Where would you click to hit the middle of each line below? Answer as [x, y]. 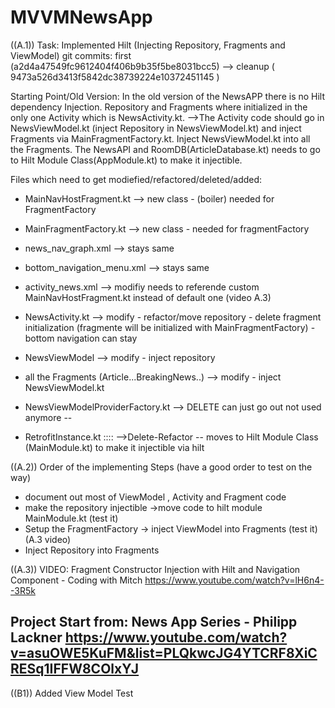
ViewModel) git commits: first [71, 55]
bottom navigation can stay [81, 338]
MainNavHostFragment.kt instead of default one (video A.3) [148, 297]
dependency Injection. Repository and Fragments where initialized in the [159, 107]
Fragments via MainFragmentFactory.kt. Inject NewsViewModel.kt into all [160, 138]
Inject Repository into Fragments [92, 550]
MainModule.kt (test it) [71, 518]
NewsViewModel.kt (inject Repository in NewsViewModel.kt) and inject [156, 128]
